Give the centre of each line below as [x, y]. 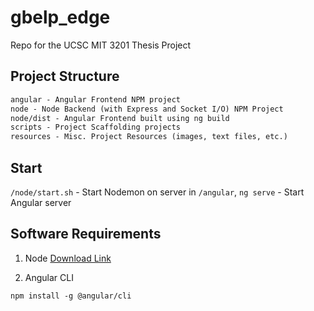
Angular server [41, 202]
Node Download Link [68, 258]
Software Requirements [86, 234]
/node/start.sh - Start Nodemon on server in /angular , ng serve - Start [157, 192]
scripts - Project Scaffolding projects [96, 127]
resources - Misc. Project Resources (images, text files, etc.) [149, 137]
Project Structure [65, 76]
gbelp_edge [60, 17]
